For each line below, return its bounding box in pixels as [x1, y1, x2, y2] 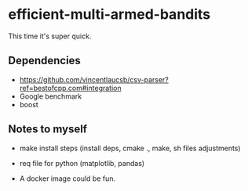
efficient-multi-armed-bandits [8, 5, 211, 23]
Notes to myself [8, 123, 88, 136]
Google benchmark [19, 92, 82, 101]
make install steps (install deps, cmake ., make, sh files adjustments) [19, 143, 241, 153]
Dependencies [8, 54, 81, 67]
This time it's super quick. [8, 31, 92, 41]
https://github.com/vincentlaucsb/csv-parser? [19, 74, 169, 84]
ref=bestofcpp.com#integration [19, 83, 122, 92]
